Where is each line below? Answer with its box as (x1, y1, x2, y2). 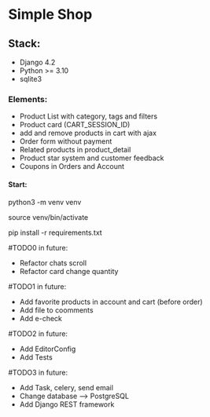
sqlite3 (19, 75, 42, 83)
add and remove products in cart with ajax (19, 128, 157, 138)
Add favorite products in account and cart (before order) (19, 297, 203, 306)
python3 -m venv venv (8, 197, 82, 207)
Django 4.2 (19, 57, 56, 67)
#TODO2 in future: (8, 328, 68, 338)
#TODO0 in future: (8, 243, 68, 252)
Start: (8, 179, 28, 189)
